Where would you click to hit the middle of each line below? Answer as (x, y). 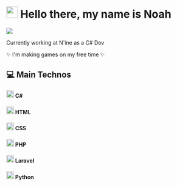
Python (25, 177)
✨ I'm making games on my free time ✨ (56, 54)
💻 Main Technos (39, 75)
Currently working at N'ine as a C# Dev (55, 42)
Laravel (25, 161)
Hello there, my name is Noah (96, 14)
